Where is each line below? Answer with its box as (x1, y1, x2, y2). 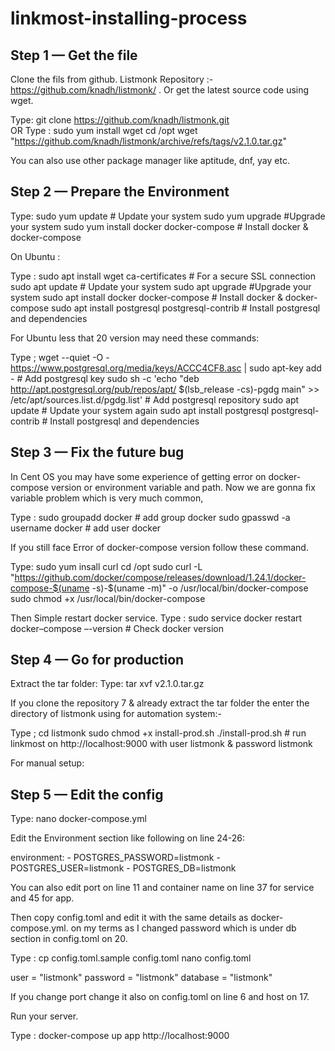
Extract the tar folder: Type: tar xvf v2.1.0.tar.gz (10, 678, 205, 690)
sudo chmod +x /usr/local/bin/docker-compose (10, 592, 206, 604)
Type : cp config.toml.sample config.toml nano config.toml (10, 952, 252, 964)
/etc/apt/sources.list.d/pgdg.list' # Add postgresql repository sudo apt (10, 393, 300, 406)
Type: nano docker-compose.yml (10, 813, 147, 825)
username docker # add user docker (10, 522, 162, 534)
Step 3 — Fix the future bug (10, 444, 185, 461)
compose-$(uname (10, 582, 90, 594)
